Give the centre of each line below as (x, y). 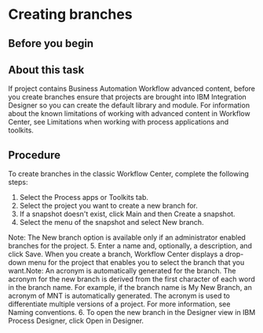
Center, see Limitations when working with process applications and (119, 122)
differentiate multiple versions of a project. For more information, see (119, 304)
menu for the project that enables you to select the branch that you (136, 262)
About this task (46, 69)
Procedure (35, 155)
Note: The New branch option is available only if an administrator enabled (127, 237)
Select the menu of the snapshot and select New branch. (111, 223)
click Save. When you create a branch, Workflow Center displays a (116, 254)
